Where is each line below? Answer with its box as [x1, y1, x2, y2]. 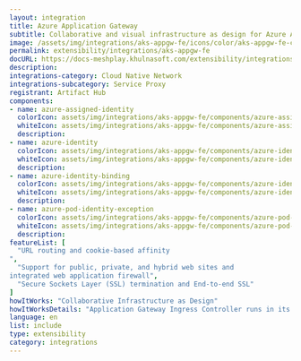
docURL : [9, 55, 39, 64]
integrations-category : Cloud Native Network [9, 72, 182, 81]
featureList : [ [9, 238, 66, 247]
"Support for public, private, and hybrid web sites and [17, 263, 235, 272]
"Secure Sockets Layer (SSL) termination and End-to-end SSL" [17, 279, 254, 288]
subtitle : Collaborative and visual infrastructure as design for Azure [9, 30, 287, 39]
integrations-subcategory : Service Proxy [9, 80, 167, 89]
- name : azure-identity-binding [9, 171, 130, 180]
